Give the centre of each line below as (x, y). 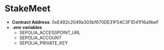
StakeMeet (28, 9)
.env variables (27, 27)
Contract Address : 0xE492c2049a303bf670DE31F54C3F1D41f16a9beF (85, 22)
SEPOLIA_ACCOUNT (40, 38)
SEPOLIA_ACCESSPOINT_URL (50, 32)
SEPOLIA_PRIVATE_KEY (43, 43)
